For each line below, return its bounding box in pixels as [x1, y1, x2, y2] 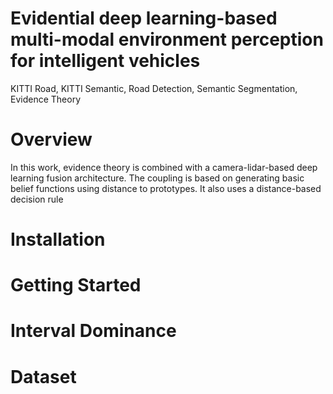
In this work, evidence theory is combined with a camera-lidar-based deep [10, 161, 318, 173]
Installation [10, 228, 106, 251]
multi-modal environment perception [10, 28, 324, 51]
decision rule [10, 193, 64, 205]
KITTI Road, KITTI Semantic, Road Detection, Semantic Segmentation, [10, 82, 298, 94]
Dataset [10, 365, 77, 388]
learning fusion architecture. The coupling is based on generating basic [10, 172, 305, 184]
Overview [10, 128, 93, 151]
